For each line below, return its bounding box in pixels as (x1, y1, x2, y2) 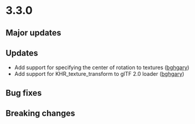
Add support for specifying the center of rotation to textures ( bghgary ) (14, 64, 190, 71)
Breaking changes (5, 108, 76, 119)
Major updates (5, 28, 61, 38)
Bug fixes (5, 88, 42, 98)
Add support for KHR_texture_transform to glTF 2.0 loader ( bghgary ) (14, 70, 185, 78)
